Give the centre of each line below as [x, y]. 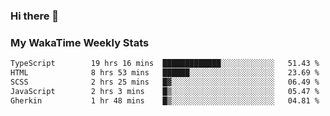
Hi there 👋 [35, 16]
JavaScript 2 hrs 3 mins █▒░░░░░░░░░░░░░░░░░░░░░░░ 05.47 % [165, 91]
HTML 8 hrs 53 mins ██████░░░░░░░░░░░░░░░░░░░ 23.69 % [165, 73]
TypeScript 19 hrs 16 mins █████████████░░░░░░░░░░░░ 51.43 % [165, 64]
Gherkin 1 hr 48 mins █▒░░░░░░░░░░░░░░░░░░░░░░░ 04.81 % [165, 100]
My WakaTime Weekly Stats [80, 42]
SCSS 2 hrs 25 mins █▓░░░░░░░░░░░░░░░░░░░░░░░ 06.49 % [165, 82]
